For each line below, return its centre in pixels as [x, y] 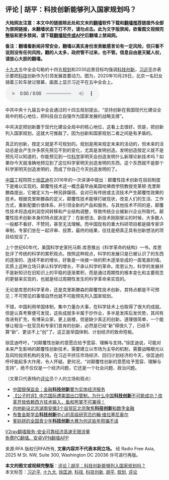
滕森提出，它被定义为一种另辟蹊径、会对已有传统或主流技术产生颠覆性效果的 [84, 192]
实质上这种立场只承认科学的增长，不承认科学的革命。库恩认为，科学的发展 [82, 266]
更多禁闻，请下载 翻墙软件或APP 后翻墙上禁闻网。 [69, 35]
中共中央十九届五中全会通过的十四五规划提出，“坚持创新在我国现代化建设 [81, 110]
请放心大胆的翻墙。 [25, 59]
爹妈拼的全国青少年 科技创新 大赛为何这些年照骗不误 [65, 420]
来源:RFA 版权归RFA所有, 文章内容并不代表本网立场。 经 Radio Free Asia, [80, 448]
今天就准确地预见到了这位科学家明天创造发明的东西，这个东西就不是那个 [89, 163]
